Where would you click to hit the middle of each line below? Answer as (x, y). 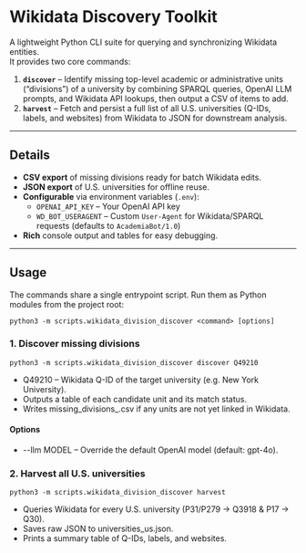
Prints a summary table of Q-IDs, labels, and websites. (125, 538)
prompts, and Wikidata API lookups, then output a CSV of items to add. (155, 99)
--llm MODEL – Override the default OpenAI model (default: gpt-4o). (150, 450)
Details (30, 156)
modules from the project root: (67, 304)
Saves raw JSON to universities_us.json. (98, 529)
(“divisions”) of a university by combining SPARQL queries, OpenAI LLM (157, 89)
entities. (24, 51)
